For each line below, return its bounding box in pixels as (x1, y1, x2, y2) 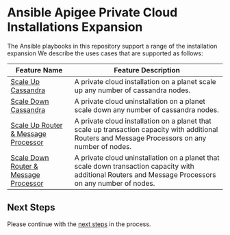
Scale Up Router (10, 120, 63, 130)
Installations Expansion (7, 19, 143, 35)
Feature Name (16, 65, 63, 74)
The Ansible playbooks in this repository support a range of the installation (7, 42, 218, 50)
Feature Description (114, 65, 180, 74)
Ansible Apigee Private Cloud (7, 5, 178, 20)
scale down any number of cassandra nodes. (74, 105, 219, 114)
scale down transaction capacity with (74, 161, 194, 171)
